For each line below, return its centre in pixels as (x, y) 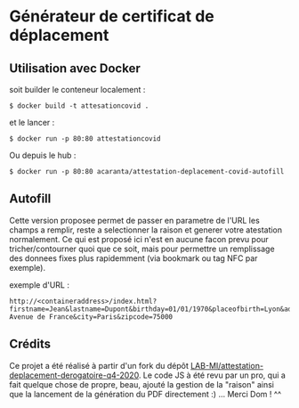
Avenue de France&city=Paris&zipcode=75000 (91, 317)
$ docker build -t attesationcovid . (79, 106)
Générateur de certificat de (112, 16)
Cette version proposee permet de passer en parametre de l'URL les (134, 220)
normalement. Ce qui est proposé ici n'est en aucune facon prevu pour (139, 239)
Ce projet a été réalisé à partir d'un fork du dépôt (99, 365)
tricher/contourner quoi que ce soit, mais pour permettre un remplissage (142, 249)
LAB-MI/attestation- (227, 365)
